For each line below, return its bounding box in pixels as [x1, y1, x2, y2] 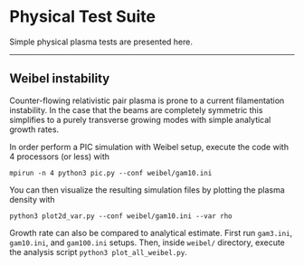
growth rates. [9, 124, 60, 135]
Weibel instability [9, 71, 110, 87]
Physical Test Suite [9, 6, 157, 27]
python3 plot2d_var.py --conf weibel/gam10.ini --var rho [9, 211, 233, 221]
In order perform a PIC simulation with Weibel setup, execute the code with [9, 141, 290, 152]
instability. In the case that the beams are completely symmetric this [9, 104, 263, 115]
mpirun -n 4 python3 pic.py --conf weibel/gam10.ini [9, 168, 213, 177]
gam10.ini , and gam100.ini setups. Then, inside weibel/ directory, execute [9, 237, 285, 248]
